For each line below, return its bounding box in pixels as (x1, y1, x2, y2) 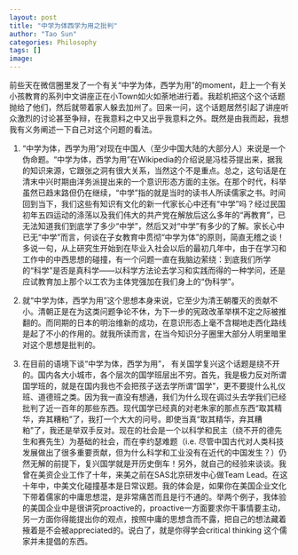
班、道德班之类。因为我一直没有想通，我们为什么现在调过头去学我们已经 (21, 392, 286, 402)
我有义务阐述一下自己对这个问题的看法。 (9, 124, 157, 134)
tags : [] (9, 46, 42, 55)
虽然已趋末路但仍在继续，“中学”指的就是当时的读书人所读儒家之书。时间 (21, 187, 286, 198)
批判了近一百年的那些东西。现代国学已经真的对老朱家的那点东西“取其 (21, 403, 275, 413)
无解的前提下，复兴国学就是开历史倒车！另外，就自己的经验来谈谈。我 (29, 458, 286, 469)
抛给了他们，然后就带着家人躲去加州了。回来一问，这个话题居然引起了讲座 (9, 102, 281, 112)
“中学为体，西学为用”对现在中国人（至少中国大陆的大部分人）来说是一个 (21, 143, 286, 154)
